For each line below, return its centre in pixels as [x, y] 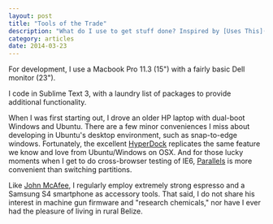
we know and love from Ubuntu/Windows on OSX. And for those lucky [126, 153]
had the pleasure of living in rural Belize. [76, 211]
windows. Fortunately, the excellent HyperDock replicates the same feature [134, 144]
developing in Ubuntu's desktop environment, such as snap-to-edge [123, 136]
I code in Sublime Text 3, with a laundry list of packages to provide [120, 93]
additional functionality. [48, 102]
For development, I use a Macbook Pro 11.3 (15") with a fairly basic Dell [127, 69]
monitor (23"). [32, 78]
